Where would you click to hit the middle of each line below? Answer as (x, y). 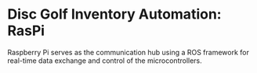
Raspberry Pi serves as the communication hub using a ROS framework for (128, 52)
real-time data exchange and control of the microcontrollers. (105, 61)
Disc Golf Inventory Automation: (114, 14)
